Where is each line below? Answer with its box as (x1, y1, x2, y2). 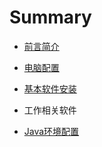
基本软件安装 (23, 82, 77, 95)
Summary (9, 6, 92, 29)
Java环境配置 (23, 125, 80, 137)
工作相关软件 (23, 104, 77, 116)
